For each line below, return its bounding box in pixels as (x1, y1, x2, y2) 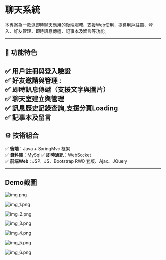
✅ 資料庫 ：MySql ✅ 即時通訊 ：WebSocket (5, 152, 91, 158)
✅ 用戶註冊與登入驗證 (5, 67, 71, 75)
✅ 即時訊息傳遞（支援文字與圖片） (5, 85, 110, 94)
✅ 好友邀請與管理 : (5, 76, 62, 85)
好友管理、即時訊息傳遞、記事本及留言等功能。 (13, 28, 109, 34)
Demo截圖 (5, 178, 37, 187)
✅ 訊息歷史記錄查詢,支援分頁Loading (5, 104, 118, 112)
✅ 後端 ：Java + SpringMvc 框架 (5, 145, 70, 151)
